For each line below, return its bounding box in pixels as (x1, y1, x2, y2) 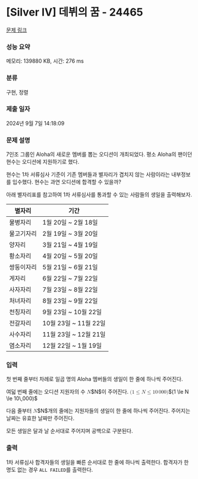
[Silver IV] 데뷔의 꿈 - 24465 (6, 5, 144, 19)
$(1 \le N (168, 388, 189, 395)
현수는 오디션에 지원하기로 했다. (6, 158, 80, 165)
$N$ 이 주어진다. (91, 388, 129, 395)
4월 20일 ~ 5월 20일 (42, 252, 98, 260)
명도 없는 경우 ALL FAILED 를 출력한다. (6, 466, 93, 473)
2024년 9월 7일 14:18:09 (6, 119, 65, 127)
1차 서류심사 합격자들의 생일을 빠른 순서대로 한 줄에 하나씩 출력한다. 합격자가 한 (6, 458, 189, 466)
